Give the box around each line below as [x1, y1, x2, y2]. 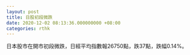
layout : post [6, 8, 39, 15]
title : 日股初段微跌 [6, 14, 53, 20]
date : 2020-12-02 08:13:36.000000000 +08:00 [6, 20, 121, 26]
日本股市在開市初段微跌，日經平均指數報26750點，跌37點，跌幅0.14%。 [6, 42, 188, 50]
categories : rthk [6, 25, 50, 32]
